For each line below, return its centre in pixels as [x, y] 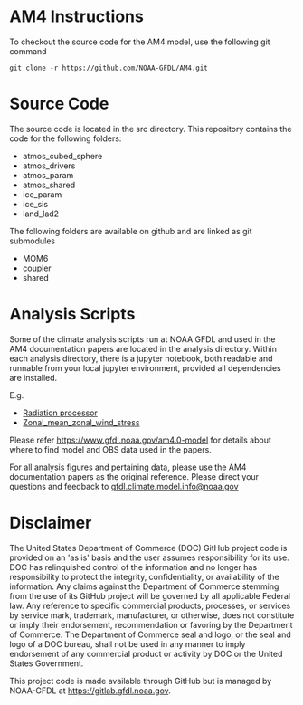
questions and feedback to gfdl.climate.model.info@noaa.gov [124, 486]
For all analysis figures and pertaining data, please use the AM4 [128, 467]
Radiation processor [60, 413]
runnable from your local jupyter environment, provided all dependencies [146, 367]
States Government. [47, 663]
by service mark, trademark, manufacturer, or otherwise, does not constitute [152, 615]
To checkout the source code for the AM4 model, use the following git [140, 42]
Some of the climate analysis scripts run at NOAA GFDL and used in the [142, 339]
